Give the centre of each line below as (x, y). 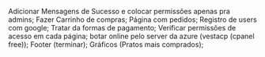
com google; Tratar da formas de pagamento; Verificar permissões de (122, 28)
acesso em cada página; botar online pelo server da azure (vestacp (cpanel (131, 36)
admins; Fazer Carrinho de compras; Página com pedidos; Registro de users (132, 20)
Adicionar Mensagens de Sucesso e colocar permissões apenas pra (119, 11)
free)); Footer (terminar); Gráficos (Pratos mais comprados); (106, 45)
